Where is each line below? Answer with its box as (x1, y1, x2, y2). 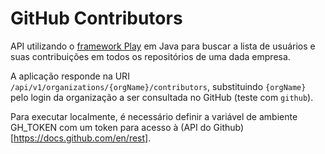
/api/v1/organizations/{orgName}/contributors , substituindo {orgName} (10, 80, 307, 92)
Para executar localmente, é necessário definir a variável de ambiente (10, 110, 298, 122)
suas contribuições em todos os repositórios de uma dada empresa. (10, 50, 291, 62)
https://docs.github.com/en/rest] (13, 132, 149, 144)
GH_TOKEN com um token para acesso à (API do (10, 121, 212, 133)
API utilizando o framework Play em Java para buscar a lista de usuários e (10, 40, 316, 52)
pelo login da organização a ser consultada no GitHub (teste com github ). (10, 91, 314, 103)
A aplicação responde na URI (10, 70, 130, 82)
